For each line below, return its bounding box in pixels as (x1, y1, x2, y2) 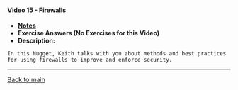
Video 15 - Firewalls (7, 6, 67, 14)
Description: (17, 36, 55, 45)
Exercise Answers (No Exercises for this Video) (17, 29, 160, 38)
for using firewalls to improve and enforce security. (7, 57, 173, 64)
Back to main (7, 75, 46, 84)
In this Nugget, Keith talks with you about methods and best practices (7, 50, 227, 57)
